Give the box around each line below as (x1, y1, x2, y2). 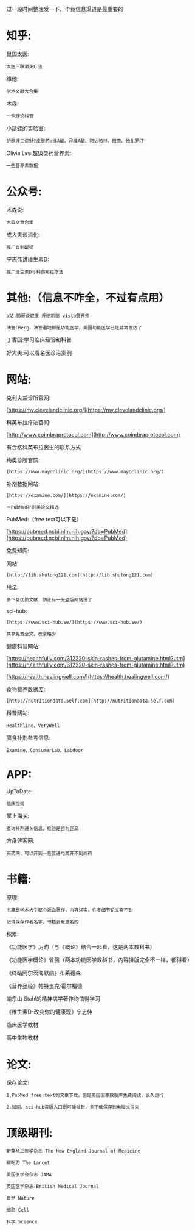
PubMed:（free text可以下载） (6, 515, 82, 523)
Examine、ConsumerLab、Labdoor (6, 747, 84, 753)
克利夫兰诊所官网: (6, 394, 51, 401)
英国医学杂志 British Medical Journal (6, 1183, 99, 1189)
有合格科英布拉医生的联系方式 (6, 443, 81, 451)
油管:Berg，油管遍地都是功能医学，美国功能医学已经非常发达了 (6, 324, 142, 331)
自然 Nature (6, 1195, 35, 1201)
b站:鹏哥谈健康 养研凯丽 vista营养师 (6, 313, 90, 319)
